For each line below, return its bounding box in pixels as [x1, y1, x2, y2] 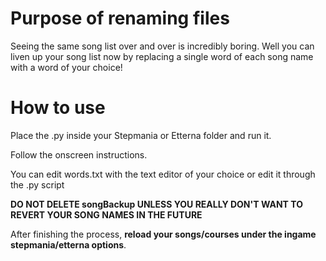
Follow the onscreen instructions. [10, 148, 148, 161]
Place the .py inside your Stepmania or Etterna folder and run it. [10, 129, 272, 141]
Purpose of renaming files [10, 7, 230, 30]
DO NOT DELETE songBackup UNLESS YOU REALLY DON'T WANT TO [10, 198, 303, 210]
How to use [10, 97, 106, 119]
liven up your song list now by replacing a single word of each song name [10, 50, 314, 62]
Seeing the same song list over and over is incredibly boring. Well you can [10, 40, 315, 52]
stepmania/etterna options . [10, 238, 127, 251]
